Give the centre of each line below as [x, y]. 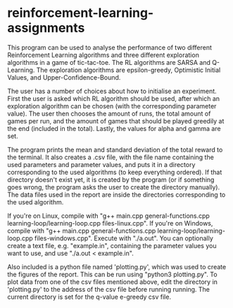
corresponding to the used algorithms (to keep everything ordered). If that [115, 172]
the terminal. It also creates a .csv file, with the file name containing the [111, 157]
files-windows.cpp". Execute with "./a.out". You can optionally [124, 238]
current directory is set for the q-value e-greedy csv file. [89, 297]
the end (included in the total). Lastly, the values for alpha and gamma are [114, 128]
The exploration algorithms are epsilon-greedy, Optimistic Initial [128, 70]
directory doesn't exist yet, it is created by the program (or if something [111, 179]
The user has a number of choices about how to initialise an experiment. [112, 91]
